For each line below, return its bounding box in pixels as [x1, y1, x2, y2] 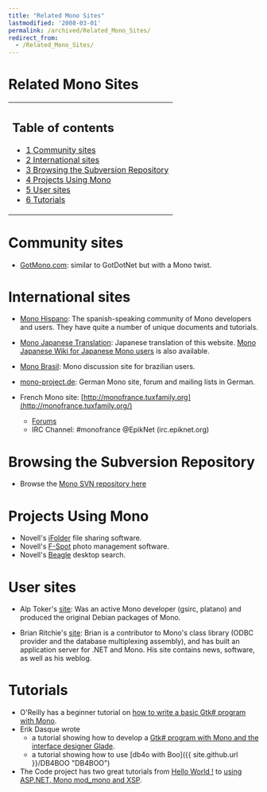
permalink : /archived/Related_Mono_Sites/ [8, 26, 151, 34]
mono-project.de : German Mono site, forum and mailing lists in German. [19, 377, 256, 386]
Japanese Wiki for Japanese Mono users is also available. [19, 347, 210, 356]
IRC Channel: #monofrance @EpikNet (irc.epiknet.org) [31, 425, 210, 434]
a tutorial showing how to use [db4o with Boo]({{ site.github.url [31, 750, 238, 759]
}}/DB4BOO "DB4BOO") [31, 759, 110, 768]
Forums [31, 417, 57, 426]
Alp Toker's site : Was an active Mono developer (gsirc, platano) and [19, 604, 242, 614]
